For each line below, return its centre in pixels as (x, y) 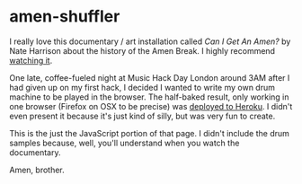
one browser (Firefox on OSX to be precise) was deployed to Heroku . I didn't (151, 106)
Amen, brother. (37, 170)
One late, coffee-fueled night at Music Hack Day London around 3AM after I (150, 77)
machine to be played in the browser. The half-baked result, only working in (149, 97)
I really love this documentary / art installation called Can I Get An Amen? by (150, 41)
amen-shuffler (65, 17)
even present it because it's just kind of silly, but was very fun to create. (142, 116)
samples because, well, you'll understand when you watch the (124, 143)
